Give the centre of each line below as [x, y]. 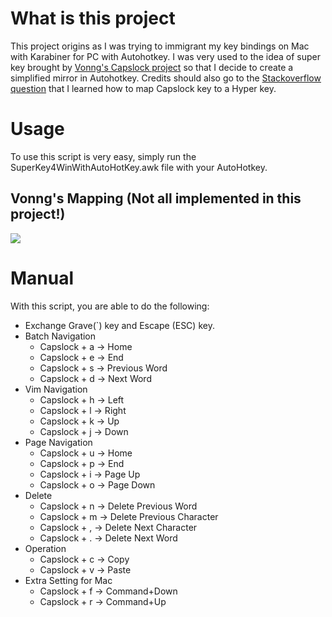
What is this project [93, 18]
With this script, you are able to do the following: [110, 306]
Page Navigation [58, 442]
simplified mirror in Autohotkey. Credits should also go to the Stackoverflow [166, 78]
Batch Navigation [60, 336]
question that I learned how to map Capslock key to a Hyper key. [143, 88]
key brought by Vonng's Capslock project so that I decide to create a [152, 67]
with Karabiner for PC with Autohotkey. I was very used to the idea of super [165, 56]
